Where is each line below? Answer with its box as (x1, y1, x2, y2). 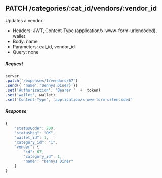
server (5, 73, 19, 78)
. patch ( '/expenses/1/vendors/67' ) (5, 78, 78, 83)
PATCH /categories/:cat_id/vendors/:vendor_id (5, 4, 157, 13)
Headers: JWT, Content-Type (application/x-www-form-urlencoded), (12, 27, 157, 34)
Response (5, 108, 27, 114)
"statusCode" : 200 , (14, 126, 56, 131)
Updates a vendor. (5, 17, 44, 23)
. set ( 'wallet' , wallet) (5, 93, 56, 98)
